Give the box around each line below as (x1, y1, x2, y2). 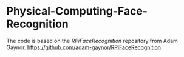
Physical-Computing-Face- (6, 4, 148, 18)
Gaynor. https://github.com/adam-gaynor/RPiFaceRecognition (6, 44, 162, 51)
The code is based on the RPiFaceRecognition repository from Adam (6, 37, 178, 44)
